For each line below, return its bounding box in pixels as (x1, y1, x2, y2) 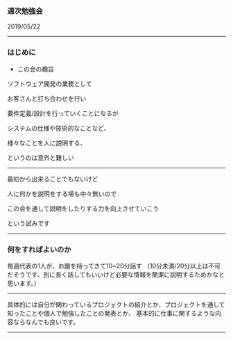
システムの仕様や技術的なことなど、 (7, 124, 110, 132)
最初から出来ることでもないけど (7, 175, 98, 183)
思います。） (7, 279, 40, 287)
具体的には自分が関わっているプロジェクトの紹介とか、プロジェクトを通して (7, 300, 225, 309)
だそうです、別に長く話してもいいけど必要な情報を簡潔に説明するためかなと (7, 270, 225, 279)
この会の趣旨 (17, 65, 54, 73)
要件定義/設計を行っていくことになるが (7, 109, 119, 118)
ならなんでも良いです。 (12, 318, 80, 326)
